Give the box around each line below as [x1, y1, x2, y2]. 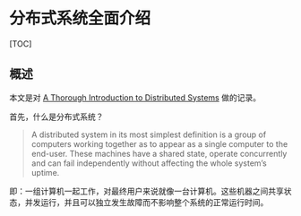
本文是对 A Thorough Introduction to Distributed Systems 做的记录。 [9, 91, 262, 103]
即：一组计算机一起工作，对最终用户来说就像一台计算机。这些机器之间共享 [9, 186, 284, 196]
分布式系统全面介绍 [9, 8, 151, 29]
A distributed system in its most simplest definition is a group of [30, 129, 267, 140]
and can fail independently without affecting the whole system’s [30, 158, 267, 168]
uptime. [30, 167, 60, 177]
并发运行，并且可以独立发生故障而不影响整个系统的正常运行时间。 [24, 196, 269, 207]
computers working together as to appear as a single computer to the [30, 138, 288, 149]
